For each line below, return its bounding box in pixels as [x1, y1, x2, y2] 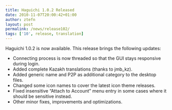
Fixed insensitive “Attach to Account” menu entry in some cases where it [12, 88, 167, 94]
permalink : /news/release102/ [5, 27, 70, 32]
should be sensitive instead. [12, 93, 72, 99]
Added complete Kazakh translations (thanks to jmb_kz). [12, 66, 132, 72]
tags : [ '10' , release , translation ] [5, 31, 84, 36]
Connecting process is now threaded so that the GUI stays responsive [12, 55, 161, 61]
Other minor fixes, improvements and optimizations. [12, 99, 123, 105]
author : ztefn [5, 17, 36, 22]
